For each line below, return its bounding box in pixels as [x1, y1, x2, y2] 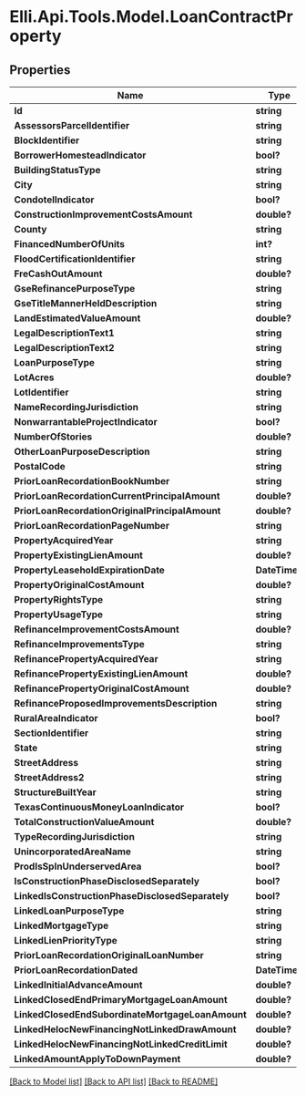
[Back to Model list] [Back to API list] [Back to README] [9, 1076, 219, 1087]
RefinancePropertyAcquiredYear [14, 653, 158, 665]
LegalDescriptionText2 [14, 342, 115, 354]
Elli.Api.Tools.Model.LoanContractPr [9, 6, 293, 27]
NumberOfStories [14, 430, 93, 443]
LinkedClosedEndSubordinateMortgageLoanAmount [14, 1008, 248, 1020]
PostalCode [14, 460, 66, 472]
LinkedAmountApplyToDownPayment [14, 1053, 181, 1065]
